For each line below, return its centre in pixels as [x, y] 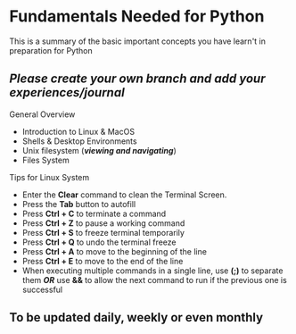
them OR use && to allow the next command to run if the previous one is [154, 280]
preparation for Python [51, 50]
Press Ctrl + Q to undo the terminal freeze [99, 242]
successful [42, 289]
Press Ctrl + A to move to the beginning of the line [115, 251]
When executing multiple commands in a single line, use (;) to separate [152, 271]
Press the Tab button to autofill [79, 204]
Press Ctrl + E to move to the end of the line [103, 261]
